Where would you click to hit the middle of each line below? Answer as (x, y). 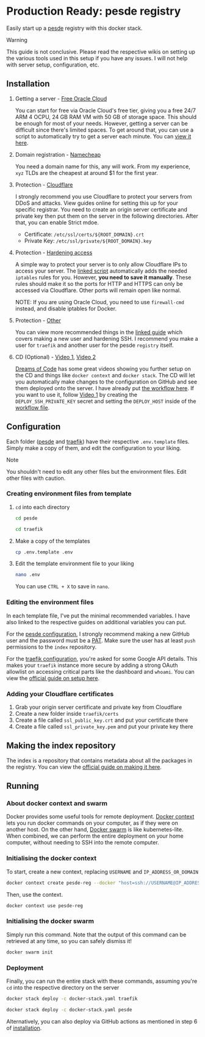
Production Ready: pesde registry (94, 11)
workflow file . (32, 407)
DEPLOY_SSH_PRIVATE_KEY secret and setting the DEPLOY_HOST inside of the (106, 401)
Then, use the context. (34, 894)
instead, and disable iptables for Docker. (66, 308)
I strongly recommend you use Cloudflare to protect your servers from (103, 196)
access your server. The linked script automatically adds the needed (101, 271)
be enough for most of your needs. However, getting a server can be (101, 123)
